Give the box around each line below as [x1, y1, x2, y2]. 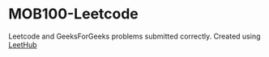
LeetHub [8, 39, 38, 49]
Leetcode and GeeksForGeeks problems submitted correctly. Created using [8, 31, 261, 41]
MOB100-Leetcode [8, 5, 139, 23]
